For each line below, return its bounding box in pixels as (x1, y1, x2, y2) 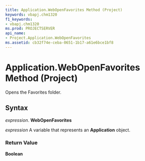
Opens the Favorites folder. (5, 89, 62, 95)
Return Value (5, 139, 38, 146)
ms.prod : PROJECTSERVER (5, 26, 55, 31)
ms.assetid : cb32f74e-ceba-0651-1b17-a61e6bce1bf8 (5, 40, 114, 45)
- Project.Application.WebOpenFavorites (5, 36, 92, 41)
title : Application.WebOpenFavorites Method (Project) (5, 7, 123, 13)
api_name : (5, 31, 26, 36)
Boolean (5, 150, 23, 156)
